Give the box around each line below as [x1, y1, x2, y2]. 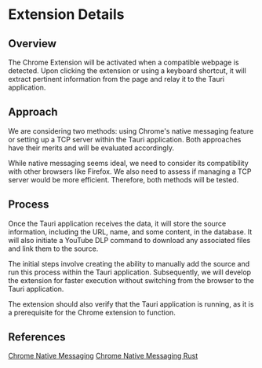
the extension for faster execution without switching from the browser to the [8, 275, 255, 285]
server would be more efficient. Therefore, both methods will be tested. [8, 175, 239, 184]
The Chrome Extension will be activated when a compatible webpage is [8, 57, 239, 67]
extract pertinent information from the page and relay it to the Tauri [8, 75, 225, 83]
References [8, 330, 66, 344]
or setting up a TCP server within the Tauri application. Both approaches [8, 134, 242, 144]
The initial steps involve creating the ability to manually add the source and [8, 259, 250, 268]
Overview [8, 37, 57, 50]
